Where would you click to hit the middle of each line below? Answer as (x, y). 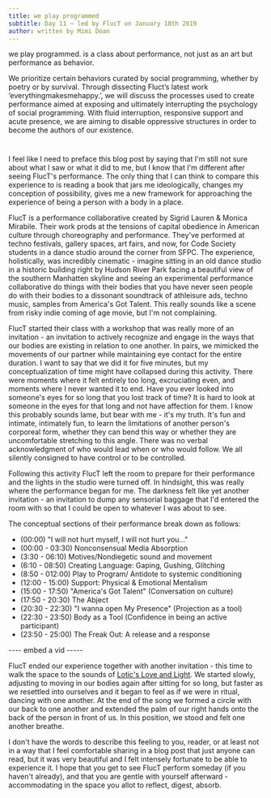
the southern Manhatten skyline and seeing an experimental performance (131, 278)
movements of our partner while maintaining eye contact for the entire (125, 354)
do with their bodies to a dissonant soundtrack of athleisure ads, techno (128, 295)
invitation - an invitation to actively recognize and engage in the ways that (131, 337)
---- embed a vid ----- (46, 649)
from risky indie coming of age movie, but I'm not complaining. (113, 313)
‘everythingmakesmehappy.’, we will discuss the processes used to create (131, 96)
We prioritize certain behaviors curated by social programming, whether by (133, 79)
